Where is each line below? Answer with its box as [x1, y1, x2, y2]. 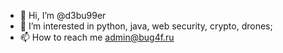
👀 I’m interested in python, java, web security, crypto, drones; [19, 20, 273, 32]
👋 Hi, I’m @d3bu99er [19, 10, 107, 21]
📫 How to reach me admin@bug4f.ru [19, 31, 175, 43]
